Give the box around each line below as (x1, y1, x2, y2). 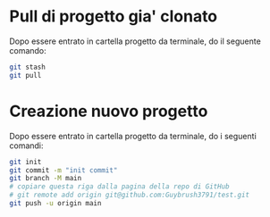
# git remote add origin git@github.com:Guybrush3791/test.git (9, 190, 250, 200)
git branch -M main (9, 174, 82, 183)
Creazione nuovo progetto (9, 101, 208, 121)
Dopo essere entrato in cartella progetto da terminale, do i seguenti (9, 130, 257, 141)
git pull (9, 71, 42, 79)
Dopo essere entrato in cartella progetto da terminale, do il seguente (9, 36, 261, 46)
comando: (9, 45, 46, 55)
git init (9, 157, 42, 166)
